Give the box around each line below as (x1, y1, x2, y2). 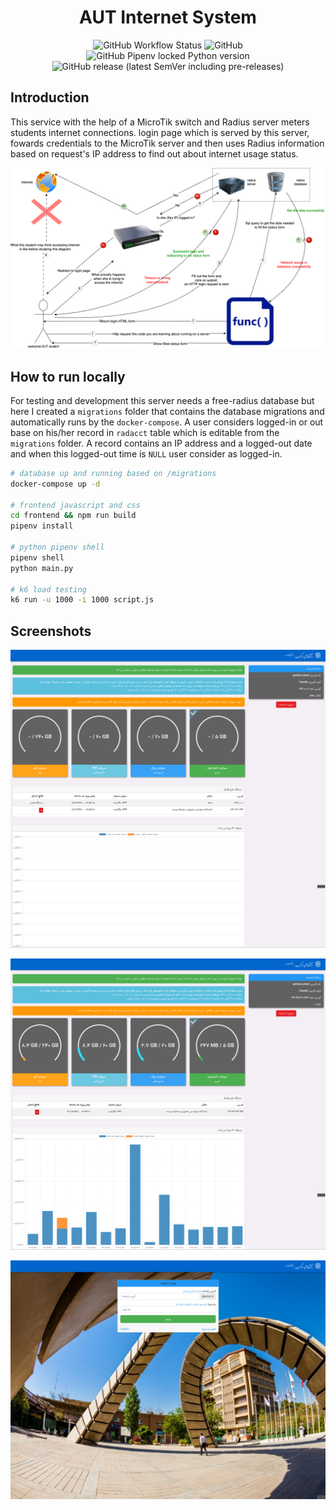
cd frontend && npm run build (10, 511, 137, 521)
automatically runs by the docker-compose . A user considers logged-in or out (10, 416, 324, 428)
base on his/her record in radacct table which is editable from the (10, 426, 280, 438)
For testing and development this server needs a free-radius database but (10, 394, 315, 406)
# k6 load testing (10, 584, 87, 595)
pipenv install (10, 521, 74, 531)
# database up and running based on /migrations (10, 468, 217, 478)
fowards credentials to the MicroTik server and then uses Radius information (10, 137, 325, 149)
